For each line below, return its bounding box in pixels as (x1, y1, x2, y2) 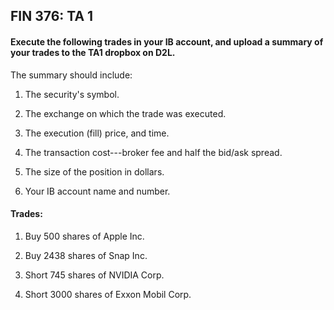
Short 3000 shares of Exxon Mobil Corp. (24, 288, 192, 300)
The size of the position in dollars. (24, 165, 165, 178)
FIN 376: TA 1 (10, 8, 94, 25)
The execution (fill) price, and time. (24, 127, 170, 139)
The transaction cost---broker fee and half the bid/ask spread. (24, 146, 283, 158)
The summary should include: (10, 69, 133, 81)
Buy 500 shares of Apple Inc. (24, 230, 145, 242)
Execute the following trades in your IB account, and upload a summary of (10, 35, 324, 48)
